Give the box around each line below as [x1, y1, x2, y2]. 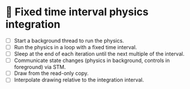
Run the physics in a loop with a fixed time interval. [13, 44, 137, 50]
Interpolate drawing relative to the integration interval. [13, 76, 144, 84]
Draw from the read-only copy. [13, 70, 89, 77]
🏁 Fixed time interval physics [5, 5, 149, 19]
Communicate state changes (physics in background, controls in [13, 57, 170, 64]
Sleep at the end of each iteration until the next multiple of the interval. [13, 50, 185, 57]
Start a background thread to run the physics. [13, 37, 124, 44]
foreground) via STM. [13, 64, 66, 71]
